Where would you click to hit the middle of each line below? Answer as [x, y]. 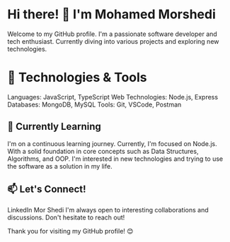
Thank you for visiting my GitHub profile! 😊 [70, 231]
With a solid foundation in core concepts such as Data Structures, [103, 151]
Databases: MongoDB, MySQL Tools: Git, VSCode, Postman [94, 104]
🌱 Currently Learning [54, 127]
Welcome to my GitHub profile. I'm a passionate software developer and [112, 34]
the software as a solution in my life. [60, 166]
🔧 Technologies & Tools [77, 78]
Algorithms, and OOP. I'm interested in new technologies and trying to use [115, 159]
